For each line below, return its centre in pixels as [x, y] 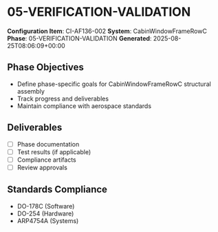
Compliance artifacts [47, 160]
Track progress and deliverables [63, 98]
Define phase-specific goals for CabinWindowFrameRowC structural [114, 84]
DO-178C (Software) [46, 206]
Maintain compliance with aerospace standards [84, 106]
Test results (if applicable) [54, 151]
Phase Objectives [45, 67]
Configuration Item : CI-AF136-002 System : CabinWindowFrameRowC [107, 31]
